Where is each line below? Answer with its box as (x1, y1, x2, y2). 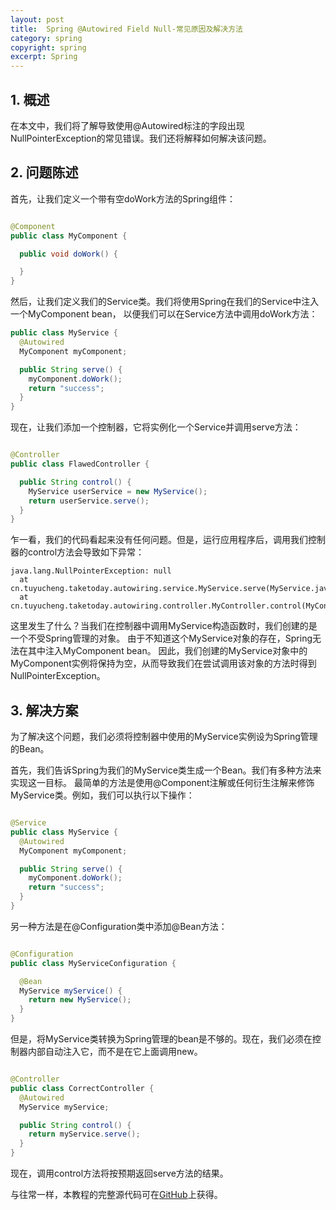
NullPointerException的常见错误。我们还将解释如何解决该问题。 (10, 132, 272, 144)
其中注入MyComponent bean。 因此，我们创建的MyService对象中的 (27, 645, 308, 657)
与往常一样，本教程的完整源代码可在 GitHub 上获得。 (10, 1189, 223, 1201)
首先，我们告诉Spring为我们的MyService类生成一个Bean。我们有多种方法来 (10, 764, 322, 776)
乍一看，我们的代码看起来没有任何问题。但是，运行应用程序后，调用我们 (10, 534, 308, 546)
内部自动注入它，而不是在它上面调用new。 (27, 1046, 203, 1058)
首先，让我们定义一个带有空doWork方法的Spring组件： (10, 192, 237, 205)
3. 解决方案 (10, 702, 79, 719)
